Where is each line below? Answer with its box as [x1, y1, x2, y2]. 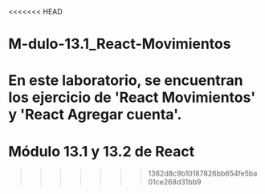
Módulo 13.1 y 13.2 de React [8, 142, 195, 160]
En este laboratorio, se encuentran [8, 71, 243, 90]
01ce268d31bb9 [148, 177, 202, 187]
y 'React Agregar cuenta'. [8, 106, 182, 123]
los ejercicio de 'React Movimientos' [8, 88, 256, 107]
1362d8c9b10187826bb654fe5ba [148, 168, 258, 179]
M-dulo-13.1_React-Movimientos [8, 35, 231, 53]
